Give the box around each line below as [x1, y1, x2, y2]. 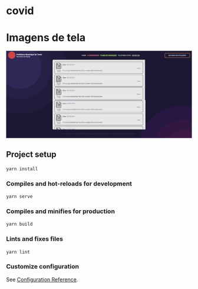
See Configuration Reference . [6, 275, 78, 283]
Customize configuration [6, 263, 80, 271]
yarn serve [6, 193, 33, 200]
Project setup [6, 150, 57, 160]
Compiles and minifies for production [6, 207, 115, 215]
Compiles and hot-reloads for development [6, 180, 133, 188]
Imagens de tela [6, 31, 86, 45]
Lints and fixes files [6, 235, 64, 243]
